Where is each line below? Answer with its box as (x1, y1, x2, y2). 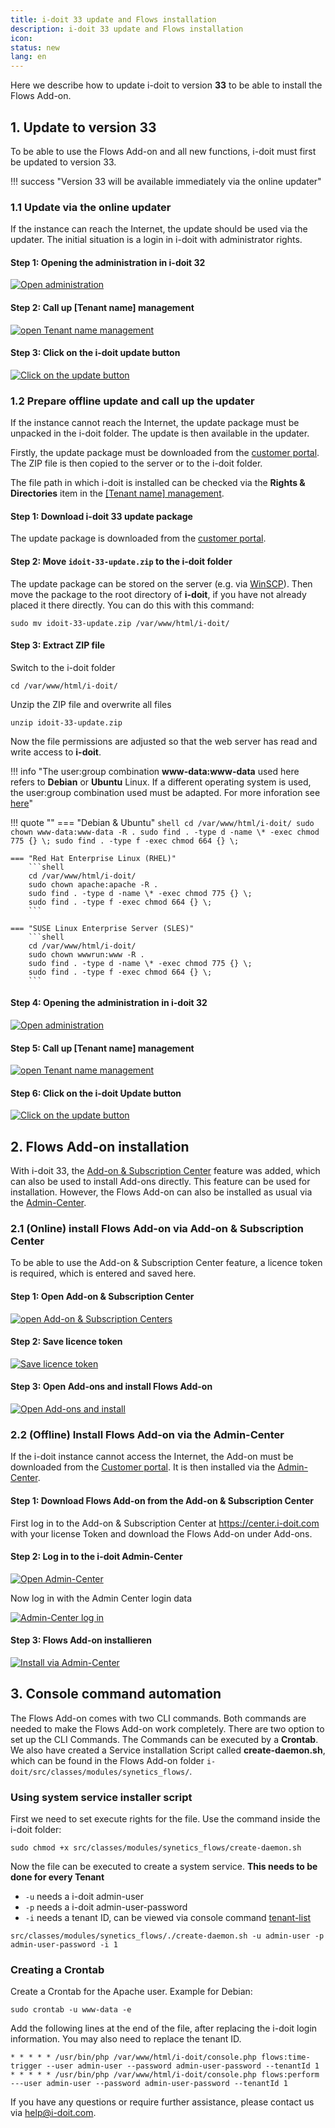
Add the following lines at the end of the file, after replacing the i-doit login (10, 2022, 318, 2035)
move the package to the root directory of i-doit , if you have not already (10, 588, 307, 600)
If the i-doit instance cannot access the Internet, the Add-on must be (10, 1451, 294, 1463)
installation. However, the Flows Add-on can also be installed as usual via (10, 1186, 313, 1198)
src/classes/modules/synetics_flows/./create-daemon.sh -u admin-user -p (10, 1931, 325, 1941)
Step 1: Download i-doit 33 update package (10, 510, 193, 522)
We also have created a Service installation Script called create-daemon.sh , (10, 1744, 326, 1756)
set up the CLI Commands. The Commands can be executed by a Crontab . (10, 1733, 319, 1745)
